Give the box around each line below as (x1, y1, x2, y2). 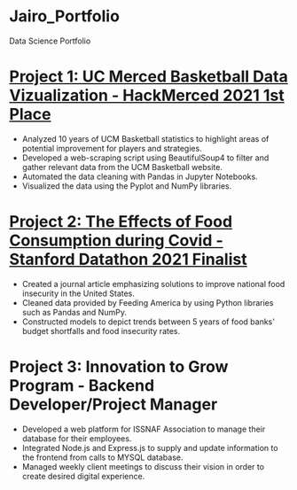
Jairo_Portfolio (9, 6, 120, 27)
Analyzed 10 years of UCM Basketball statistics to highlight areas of (21, 133, 270, 144)
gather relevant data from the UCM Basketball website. (21, 161, 223, 172)
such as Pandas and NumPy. (21, 307, 127, 317)
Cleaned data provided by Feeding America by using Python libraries (21, 297, 274, 307)
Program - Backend (9, 376, 155, 395)
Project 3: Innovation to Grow (9, 357, 229, 377)
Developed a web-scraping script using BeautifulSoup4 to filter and (21, 152, 270, 163)
